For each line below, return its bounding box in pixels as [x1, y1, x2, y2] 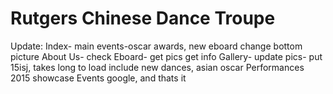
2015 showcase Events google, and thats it [10, 72, 187, 84]
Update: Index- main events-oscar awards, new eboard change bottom [10, 40, 303, 52]
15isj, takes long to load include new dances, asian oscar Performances [10, 61, 305, 73]
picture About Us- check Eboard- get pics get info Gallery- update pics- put [10, 50, 323, 62]
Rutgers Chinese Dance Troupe [10, 7, 276, 30]
